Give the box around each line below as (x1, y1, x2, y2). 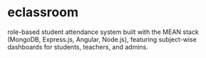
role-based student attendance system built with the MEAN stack (7, 28, 200, 36)
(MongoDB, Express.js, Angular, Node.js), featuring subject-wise (7, 35, 197, 43)
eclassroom (7, 4, 78, 21)
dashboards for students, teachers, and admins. (7, 42, 148, 51)
